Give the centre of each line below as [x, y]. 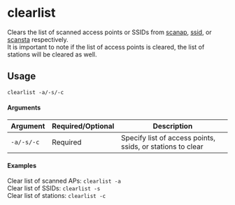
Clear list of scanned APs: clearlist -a [64, 181]
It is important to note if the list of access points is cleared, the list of [106, 47]
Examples [22, 165]
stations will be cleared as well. [52, 54]
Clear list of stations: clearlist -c [57, 196]
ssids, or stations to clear [162, 146]
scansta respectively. [38, 39]
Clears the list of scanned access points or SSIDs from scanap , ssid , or [109, 32]
